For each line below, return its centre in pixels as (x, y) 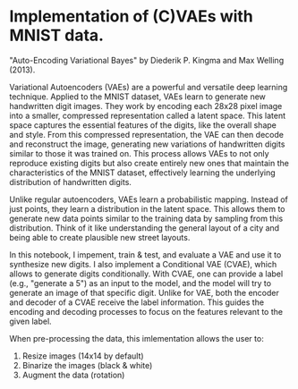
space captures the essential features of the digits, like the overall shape (143, 125)
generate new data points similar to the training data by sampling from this (146, 218)
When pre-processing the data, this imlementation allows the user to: (136, 338)
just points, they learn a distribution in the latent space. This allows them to (147, 208)
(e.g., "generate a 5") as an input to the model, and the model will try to (140, 283)
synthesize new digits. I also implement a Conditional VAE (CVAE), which (143, 264)
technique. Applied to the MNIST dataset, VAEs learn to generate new (138, 97)
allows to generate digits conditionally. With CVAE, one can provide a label (146, 274)
